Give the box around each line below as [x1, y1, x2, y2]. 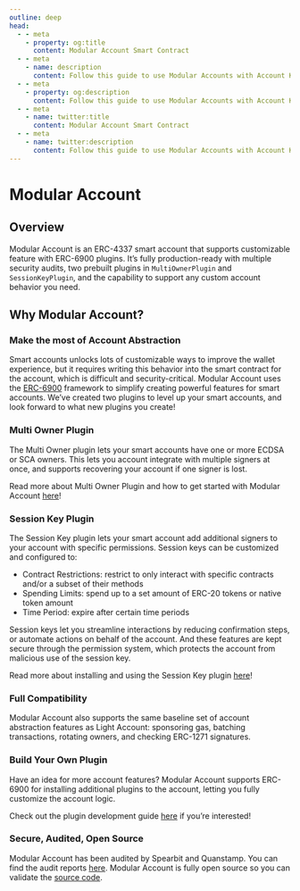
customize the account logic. [9, 793, 116, 804]
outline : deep [9, 12, 62, 22]
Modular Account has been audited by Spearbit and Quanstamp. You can [9, 853, 279, 863]
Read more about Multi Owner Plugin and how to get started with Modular [9, 480, 280, 491]
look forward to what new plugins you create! [9, 402, 176, 412]
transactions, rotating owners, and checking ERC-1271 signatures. [9, 731, 252, 742]
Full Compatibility [9, 692, 87, 704]
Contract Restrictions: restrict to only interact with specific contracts [21, 569, 274, 579]
